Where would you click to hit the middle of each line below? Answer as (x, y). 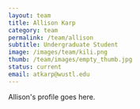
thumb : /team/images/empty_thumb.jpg (70, 60)
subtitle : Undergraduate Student (63, 45)
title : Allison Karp (42, 23)
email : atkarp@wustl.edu (49, 74)
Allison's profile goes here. (52, 96)
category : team (33, 30)
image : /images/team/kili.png (58, 52)
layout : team (30, 15)
